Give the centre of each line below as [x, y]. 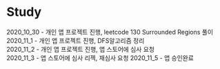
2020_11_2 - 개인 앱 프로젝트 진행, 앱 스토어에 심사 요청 [81, 49]
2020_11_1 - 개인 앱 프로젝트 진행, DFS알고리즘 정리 [76, 40]
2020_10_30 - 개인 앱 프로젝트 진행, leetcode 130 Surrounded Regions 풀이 [110, 32]
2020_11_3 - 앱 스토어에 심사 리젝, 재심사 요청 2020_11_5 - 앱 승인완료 [100, 58]
